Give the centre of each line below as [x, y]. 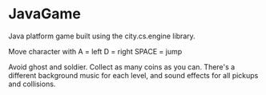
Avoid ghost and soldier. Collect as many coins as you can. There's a [122, 67]
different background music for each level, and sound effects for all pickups [133, 75]
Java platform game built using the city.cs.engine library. [102, 36]
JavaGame [45, 14]
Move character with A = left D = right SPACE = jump [95, 51]
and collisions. [32, 84]
